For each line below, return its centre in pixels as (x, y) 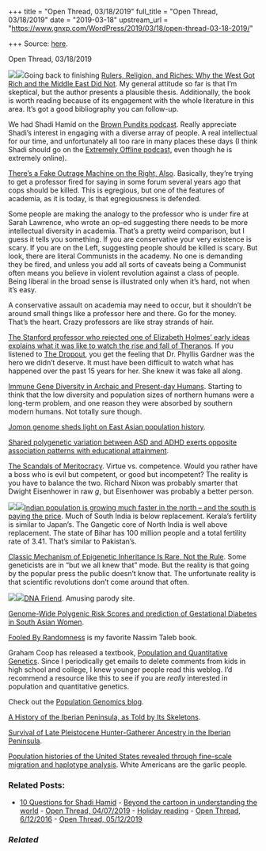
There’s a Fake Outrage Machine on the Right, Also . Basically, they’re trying (131, 173)
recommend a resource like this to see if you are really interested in (118, 678)
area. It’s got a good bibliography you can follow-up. (93, 109)
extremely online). (38, 158)
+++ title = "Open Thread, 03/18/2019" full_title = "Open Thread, (113, 11)
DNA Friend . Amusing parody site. (80, 598)
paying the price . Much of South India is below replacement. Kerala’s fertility (133, 516)
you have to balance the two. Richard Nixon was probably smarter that (123, 483)
